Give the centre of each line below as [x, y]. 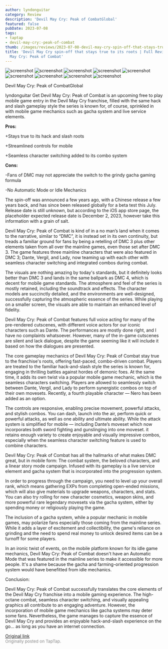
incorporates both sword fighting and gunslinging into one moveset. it [77, 430]
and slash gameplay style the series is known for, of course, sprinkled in [79, 106]
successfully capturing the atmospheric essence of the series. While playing [84, 299]
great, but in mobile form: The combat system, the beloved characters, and [82, 461]
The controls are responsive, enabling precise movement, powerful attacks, [83, 408]
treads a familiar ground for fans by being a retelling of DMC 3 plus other [80, 242]
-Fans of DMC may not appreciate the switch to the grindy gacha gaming [80, 175]
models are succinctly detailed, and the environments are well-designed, [80, 294]
